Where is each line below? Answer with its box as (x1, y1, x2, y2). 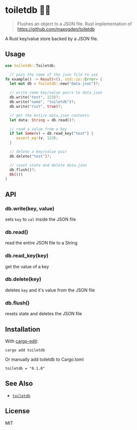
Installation (5, 325, 40, 334)
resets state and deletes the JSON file (5, 311, 82, 317)
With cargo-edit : (5, 338, 38, 344)
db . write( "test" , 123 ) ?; (9, 95, 61, 100)
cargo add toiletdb (5, 347, 45, 353)
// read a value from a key (9, 126, 68, 132)
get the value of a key (5, 263, 49, 269)
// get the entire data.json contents (9, 113, 90, 118)
